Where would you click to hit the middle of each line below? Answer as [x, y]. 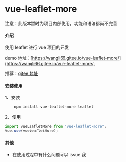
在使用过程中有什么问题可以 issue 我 [49, 155]
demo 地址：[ [19, 58]
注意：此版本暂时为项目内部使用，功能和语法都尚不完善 [61, 23]
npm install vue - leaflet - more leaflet [54, 107]
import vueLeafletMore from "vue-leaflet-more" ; [56, 127]
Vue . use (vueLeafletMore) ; [31, 131]
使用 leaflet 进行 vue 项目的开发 [37, 47]
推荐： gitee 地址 [22, 74]
